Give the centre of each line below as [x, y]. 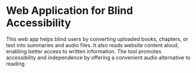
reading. [16, 63]
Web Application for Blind [70, 11]
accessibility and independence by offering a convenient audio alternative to [98, 57]
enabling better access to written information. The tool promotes [84, 51]
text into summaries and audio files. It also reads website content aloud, [93, 45]
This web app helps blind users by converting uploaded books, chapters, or [97, 39]
